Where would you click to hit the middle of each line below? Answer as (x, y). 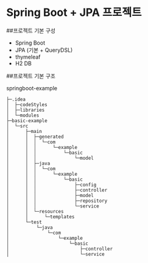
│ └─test (24, 222)
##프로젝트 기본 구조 (31, 76)
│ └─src (17, 126)
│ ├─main (24, 131)
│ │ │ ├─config (51, 185)
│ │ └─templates (41, 217)
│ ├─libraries (26, 110)
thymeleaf (28, 57)
